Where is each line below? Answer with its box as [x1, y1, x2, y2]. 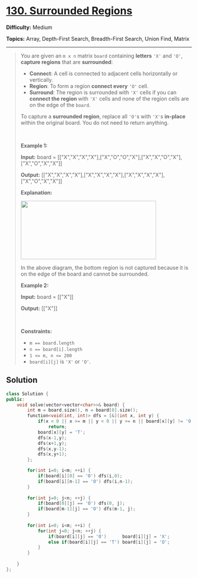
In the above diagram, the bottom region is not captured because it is [20, 264, 189, 271]
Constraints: [20, 327, 52, 335]
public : [6, 396, 25, 402]
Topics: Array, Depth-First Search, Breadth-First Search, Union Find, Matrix [6, 35, 190, 42]
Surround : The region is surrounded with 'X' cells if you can [29, 89, 177, 96]
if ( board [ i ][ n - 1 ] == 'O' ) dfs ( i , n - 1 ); [37, 478, 133, 485]
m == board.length [29, 340, 75, 346]
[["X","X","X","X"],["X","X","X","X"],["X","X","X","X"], [41, 171, 165, 178]
